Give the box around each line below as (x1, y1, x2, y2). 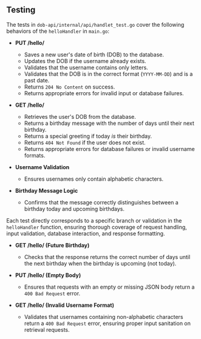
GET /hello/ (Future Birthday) (15, 241, 90, 249)
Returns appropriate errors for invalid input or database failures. (24, 89, 184, 96)
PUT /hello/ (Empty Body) (15, 271, 81, 278)
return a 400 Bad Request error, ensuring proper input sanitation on (24, 320, 191, 327)
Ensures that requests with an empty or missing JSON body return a (24, 283, 195, 290)
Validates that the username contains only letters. (24, 64, 149, 71)
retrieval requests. (24, 326, 70, 333)
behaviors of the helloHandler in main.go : (6, 27, 110, 35)
